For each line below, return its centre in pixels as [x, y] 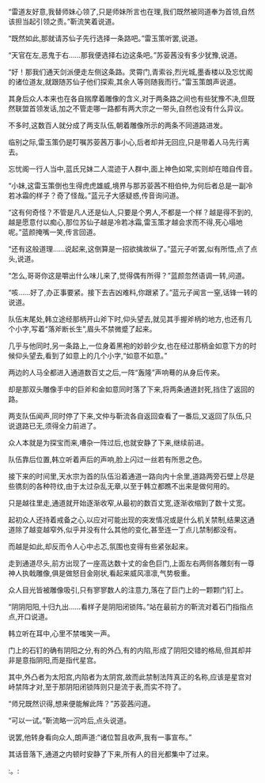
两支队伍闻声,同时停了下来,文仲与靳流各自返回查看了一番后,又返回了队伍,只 [130, 416]
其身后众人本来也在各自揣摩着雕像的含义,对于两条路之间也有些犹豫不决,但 [128, 98]
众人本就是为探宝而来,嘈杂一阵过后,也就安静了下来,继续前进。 [108, 443]
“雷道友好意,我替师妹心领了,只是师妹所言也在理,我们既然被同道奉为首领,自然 [132, 11]
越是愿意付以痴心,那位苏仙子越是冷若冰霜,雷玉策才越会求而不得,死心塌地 [126, 222]
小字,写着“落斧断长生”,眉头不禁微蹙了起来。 [85, 329]
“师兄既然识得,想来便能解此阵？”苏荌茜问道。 [82, 704]
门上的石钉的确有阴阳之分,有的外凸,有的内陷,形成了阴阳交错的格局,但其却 [127, 650]
